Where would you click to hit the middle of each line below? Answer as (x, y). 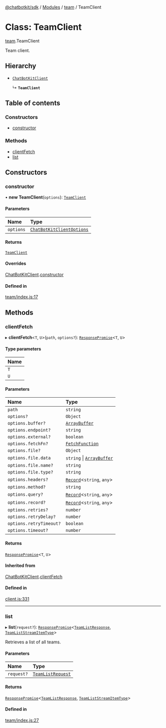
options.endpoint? (29, 430)
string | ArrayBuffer (89, 458)
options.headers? (28, 480)
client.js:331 (17, 599)
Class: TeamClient (43, 27)
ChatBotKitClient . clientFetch (34, 576)
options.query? (25, 494)
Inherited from (20, 566)
